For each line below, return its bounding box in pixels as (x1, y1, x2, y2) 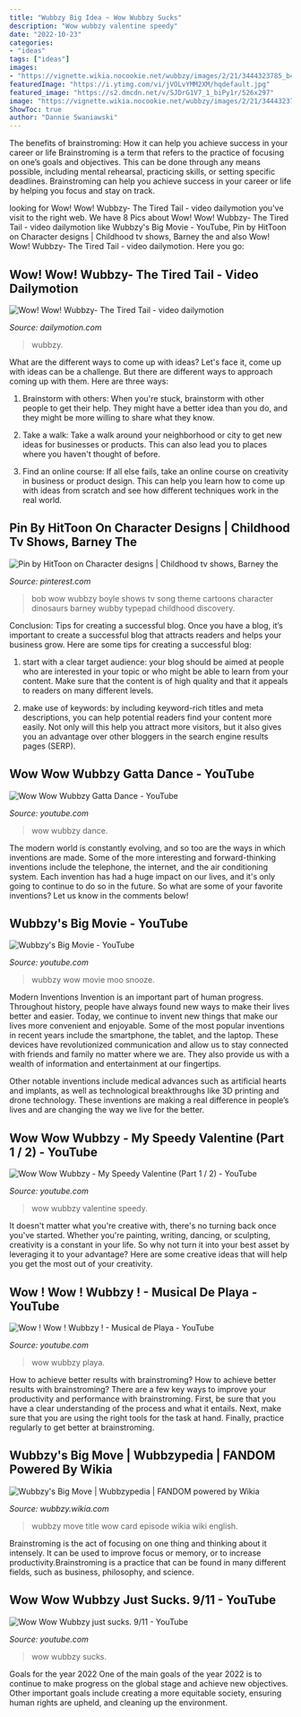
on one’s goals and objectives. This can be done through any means (9, 157, 262, 168)
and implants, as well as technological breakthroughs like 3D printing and (9, 1086, 279, 1097)
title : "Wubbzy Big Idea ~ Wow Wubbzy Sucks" (9, 13, 182, 22)
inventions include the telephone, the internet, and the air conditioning (9, 862, 269, 872)
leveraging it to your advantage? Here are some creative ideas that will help (9, 1249, 288, 1260)
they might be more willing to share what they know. (21, 412, 215, 422)
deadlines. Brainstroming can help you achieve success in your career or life (9, 176, 292, 186)
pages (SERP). (21, 741, 76, 751)
